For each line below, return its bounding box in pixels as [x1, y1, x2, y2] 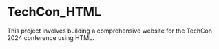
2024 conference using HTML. [7, 33, 94, 42]
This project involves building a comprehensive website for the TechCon [7, 27, 212, 35]
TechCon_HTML [7, 4, 102, 20]
